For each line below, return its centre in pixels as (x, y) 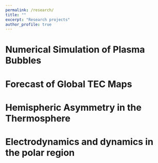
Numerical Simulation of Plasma (75, 50)
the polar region (40, 153)
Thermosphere (38, 118)
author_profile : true (29, 24)
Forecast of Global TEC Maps (69, 84)
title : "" (16, 15)
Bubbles (23, 61)
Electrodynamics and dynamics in (79, 142)
